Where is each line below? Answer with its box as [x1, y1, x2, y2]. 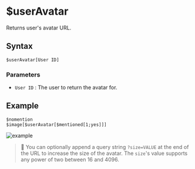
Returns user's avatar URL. [6, 24, 71, 31]
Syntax [6, 41, 33, 51]
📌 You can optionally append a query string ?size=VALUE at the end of [20, 143, 189, 150]
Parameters [6, 70, 40, 78]
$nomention [6, 117, 33, 122]
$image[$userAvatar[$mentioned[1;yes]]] [6, 121, 108, 128]
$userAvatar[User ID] [6, 57, 60, 63]
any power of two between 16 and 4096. [20, 155, 119, 163]
